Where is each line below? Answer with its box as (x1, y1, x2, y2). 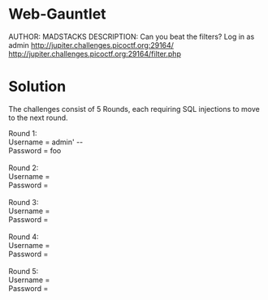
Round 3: (8, 197, 39, 207)
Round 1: (8, 128, 37, 138)
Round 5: (8, 266, 39, 276)
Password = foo (8, 145, 62, 155)
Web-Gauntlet (8, 5, 107, 24)
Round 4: (8, 232, 39, 242)
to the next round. (8, 113, 68, 122)
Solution (8, 78, 67, 96)
